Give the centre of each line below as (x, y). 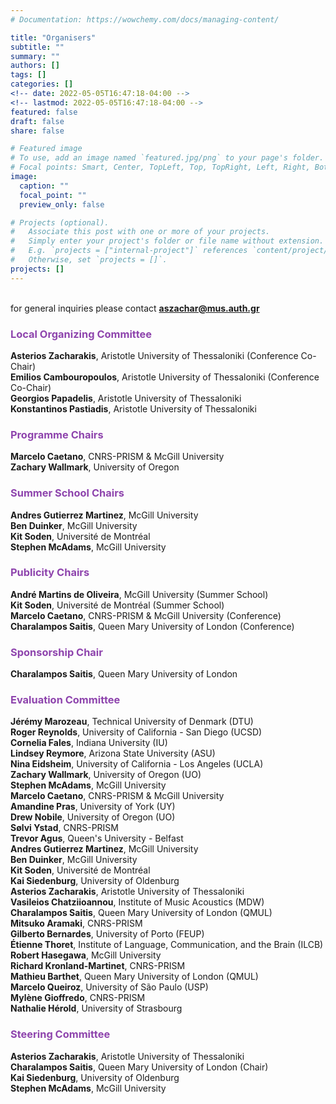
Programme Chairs (57, 434)
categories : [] (42, 84)
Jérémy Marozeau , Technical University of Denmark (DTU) (132, 722)
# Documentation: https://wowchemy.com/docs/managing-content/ (145, 19)
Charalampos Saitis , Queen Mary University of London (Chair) (139, 1067)
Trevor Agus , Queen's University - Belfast (97, 838)
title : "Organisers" (53, 37)
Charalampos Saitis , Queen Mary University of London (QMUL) (141, 913)
